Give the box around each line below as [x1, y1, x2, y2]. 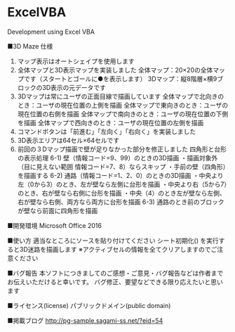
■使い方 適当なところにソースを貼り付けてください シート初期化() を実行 [7, 236, 219, 245]
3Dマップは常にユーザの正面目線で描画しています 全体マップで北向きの [17, 92, 224, 101]
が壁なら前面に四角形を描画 [17, 206, 98, 215]
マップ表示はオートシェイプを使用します [17, 57, 135, 65]
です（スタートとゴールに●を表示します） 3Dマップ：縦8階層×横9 [23, 75, 217, 83]
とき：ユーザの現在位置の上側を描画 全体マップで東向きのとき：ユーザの [17, 101, 229, 109]
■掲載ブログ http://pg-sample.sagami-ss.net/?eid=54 [7, 316, 163, 324]
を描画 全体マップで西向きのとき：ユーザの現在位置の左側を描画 [17, 118, 204, 127]
